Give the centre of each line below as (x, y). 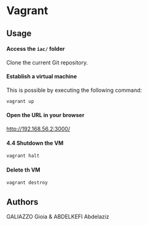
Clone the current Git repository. (47, 63)
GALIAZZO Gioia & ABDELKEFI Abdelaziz (58, 217)
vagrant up (20, 101)
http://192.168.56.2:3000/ (38, 129)
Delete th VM (23, 170)
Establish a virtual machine (42, 77)
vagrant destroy (27, 183)
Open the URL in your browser (45, 115)
